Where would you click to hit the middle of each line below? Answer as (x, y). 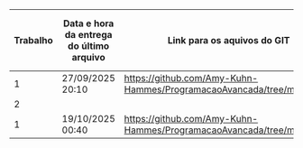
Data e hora (88, 23)
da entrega (88, 35)
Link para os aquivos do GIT (229, 40)
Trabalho (33, 40)
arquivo (88, 57)
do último (88, 46)
